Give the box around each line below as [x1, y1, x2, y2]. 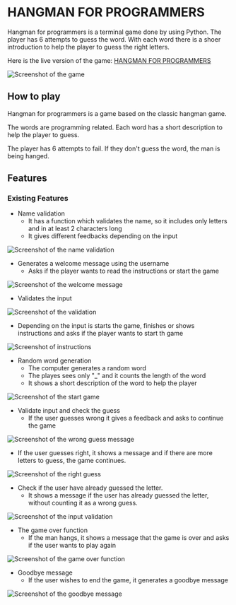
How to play [7, 90, 61, 102]
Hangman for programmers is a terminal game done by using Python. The [7, 28, 222, 36]
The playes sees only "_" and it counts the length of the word [28, 372, 206, 380]
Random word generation [17, 356, 92, 365]
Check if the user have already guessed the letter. [17, 483, 163, 492]
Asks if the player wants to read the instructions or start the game [28, 266, 219, 276]
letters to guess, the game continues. [17, 457, 126, 465]
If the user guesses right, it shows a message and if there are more [17, 449, 213, 457]
